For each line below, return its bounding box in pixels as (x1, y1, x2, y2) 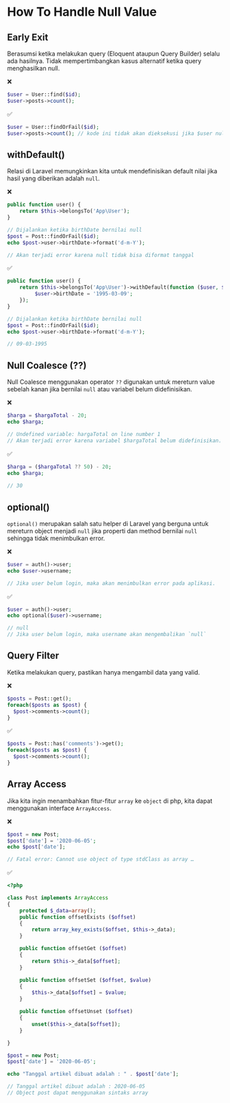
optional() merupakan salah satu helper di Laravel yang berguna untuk (7, 519, 209, 528)
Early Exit (7, 32, 49, 43)
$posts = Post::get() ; (7, 695, 72, 702)
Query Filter (7, 650, 60, 662)
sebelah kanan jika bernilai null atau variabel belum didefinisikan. (7, 385, 193, 393)
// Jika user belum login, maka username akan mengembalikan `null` (7, 631, 207, 638)
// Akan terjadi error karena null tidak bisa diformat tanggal (7, 252, 194, 258)
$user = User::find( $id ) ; (7, 91, 81, 98)
